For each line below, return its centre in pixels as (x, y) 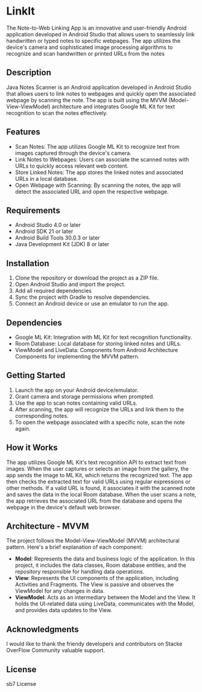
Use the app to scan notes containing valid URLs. (76, 403)
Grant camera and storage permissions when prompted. (85, 396)
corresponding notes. (42, 416)
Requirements (33, 210)
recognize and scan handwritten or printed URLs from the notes (85, 53)
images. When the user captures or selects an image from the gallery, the (97, 468)
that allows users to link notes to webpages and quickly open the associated (101, 93)
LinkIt (21, 11)
